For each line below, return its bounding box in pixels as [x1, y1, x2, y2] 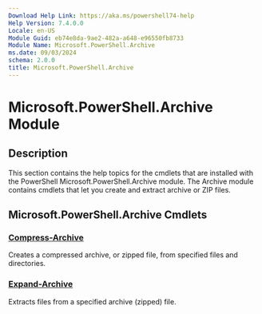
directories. [8, 259, 46, 268]
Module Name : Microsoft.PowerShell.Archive [8, 42, 156, 50]
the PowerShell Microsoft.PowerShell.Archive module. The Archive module [8, 177, 254, 186]
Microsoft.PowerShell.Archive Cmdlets [8, 209, 208, 222]
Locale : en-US [8, 26, 56, 34]
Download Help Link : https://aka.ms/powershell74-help [8, 11, 195, 20]
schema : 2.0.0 [8, 57, 56, 65]
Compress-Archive [8, 233, 84, 244]
